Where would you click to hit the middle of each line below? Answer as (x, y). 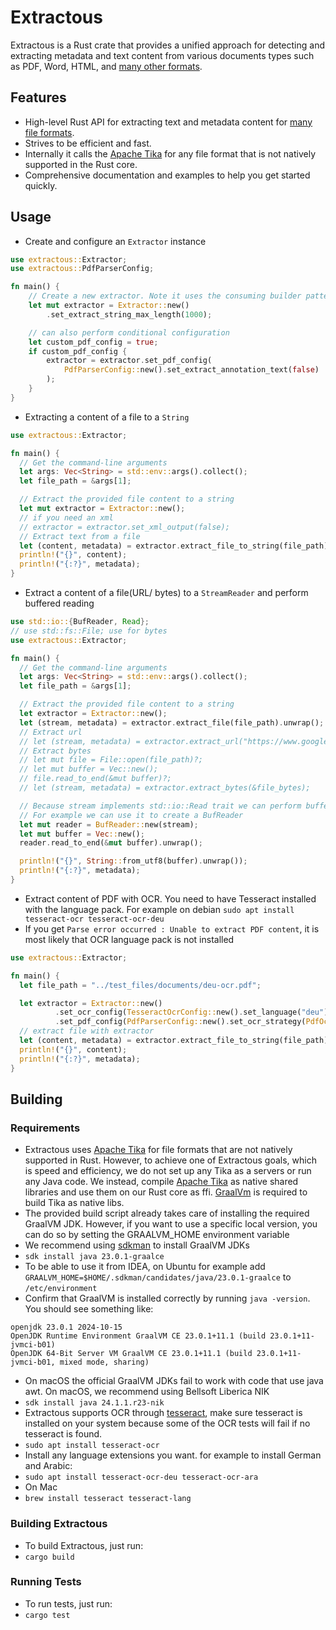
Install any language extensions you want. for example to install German (173, 1455)
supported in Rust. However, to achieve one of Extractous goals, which (170, 1160)
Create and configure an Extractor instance (115, 241)
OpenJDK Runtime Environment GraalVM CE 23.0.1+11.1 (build (138, 1336)
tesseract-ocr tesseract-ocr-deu (94, 919)
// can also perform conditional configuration (129, 332)
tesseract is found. (63, 1434)
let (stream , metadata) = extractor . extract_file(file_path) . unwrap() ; (172, 722)
